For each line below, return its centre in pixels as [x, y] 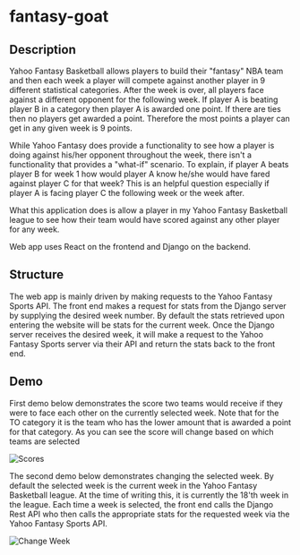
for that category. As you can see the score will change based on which [142, 431]
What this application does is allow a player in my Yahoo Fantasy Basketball [149, 210]
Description [43, 50]
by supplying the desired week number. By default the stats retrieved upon [147, 315]
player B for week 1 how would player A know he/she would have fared [140, 174]
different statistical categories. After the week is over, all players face [137, 90]
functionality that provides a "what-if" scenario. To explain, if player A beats [149, 164]
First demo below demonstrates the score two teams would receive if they [146, 403]
